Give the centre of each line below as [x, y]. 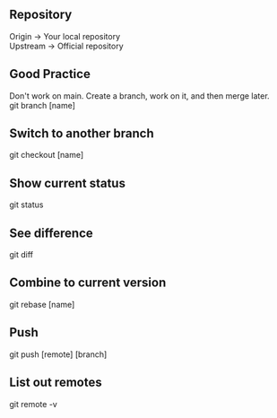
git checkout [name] [47, 155]
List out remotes [56, 383]
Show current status [67, 183]
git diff [22, 255]
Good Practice [50, 74]
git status [26, 205]
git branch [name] [43, 105]
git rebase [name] [42, 304]
